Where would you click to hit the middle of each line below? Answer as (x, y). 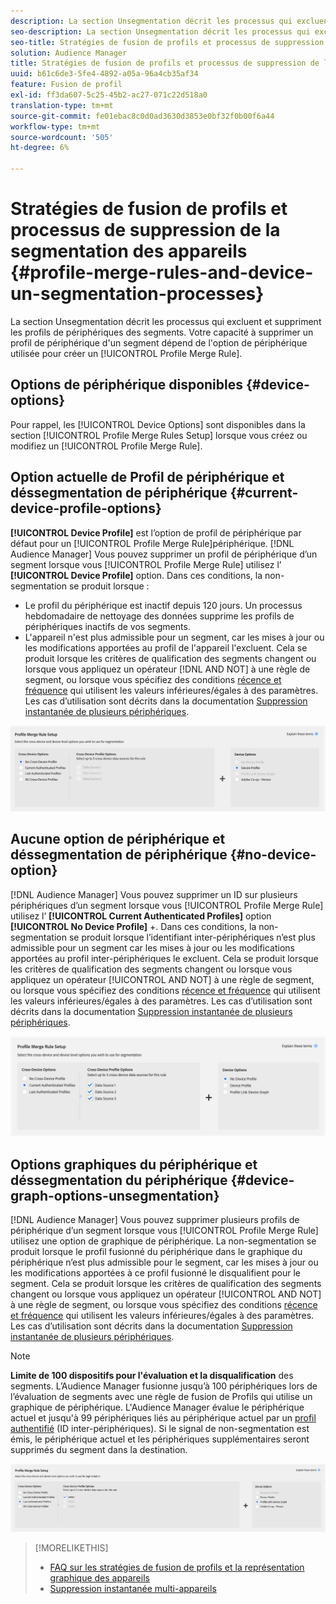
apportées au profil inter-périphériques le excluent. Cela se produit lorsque (164, 958)
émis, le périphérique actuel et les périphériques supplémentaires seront (160, 1439)
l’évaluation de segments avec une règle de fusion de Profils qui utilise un (161, 1396)
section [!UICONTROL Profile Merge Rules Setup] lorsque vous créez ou (159, 435)
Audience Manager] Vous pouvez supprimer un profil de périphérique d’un (164, 554)
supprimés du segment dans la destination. (99, 1449)
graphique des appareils (99, 1577)
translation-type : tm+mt (62, 105)
